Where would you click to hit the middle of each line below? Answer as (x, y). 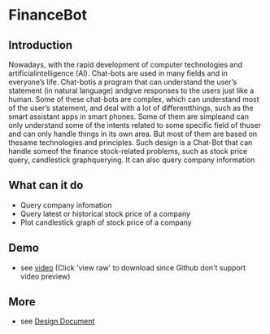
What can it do (46, 185)
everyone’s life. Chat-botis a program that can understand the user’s (123, 82)
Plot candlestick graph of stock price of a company (106, 222)
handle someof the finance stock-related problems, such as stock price (128, 151)
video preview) (45, 276)
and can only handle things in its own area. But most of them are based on (133, 134)
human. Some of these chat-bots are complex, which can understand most (134, 99)
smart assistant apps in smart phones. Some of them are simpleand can (129, 116)
